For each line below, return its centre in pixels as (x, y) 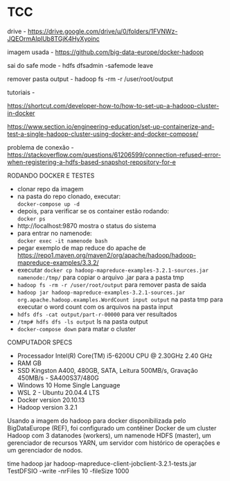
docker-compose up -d (48, 204)
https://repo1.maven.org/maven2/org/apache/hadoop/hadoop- (106, 255)
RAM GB (29, 363)
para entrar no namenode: (54, 233)
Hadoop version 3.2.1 (47, 407)
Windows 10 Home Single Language (69, 385)
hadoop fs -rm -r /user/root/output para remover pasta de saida (112, 284)
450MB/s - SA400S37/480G (58, 378)
